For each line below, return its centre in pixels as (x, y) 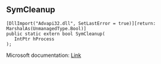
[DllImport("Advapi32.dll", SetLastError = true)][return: (81, 23)
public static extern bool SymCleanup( (56, 34)
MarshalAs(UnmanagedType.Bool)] (46, 28)
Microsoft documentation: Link (44, 55)
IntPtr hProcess (34, 39)
